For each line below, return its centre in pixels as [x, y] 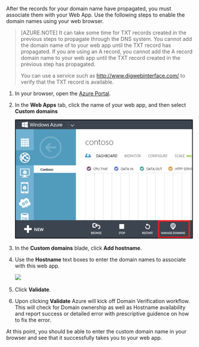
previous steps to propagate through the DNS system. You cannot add [106, 39]
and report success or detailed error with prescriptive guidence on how [102, 314]
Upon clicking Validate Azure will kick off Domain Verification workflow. [102, 301]
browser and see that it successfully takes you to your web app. [84, 338]
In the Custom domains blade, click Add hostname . [78, 248]
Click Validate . [33, 289]
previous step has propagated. [58, 64]
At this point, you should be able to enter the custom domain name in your [96, 332]
